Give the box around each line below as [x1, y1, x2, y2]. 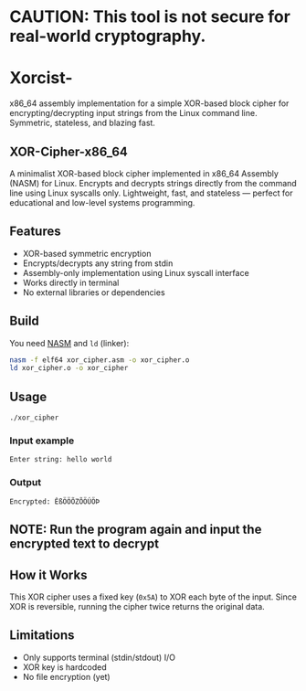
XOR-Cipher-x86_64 [9, 144, 128, 159]
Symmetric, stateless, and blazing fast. [9, 117, 155, 129]
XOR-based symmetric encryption [22, 248, 152, 259]
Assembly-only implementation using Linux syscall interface [22, 267, 249, 278]
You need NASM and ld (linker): [9, 337, 130, 348]
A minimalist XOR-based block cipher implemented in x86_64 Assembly [9, 167, 279, 179]
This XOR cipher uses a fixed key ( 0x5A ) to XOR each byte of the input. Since [9, 591, 297, 602]
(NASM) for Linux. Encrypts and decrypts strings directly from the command [9, 177, 297, 188]
